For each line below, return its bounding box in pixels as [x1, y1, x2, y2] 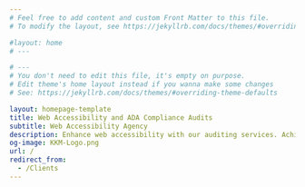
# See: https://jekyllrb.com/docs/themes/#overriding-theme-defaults [9, 88, 279, 97]
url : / [9, 147, 34, 156]
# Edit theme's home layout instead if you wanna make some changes [9, 80, 274, 89]
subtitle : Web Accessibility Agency [9, 122, 148, 131]
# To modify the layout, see [9, 22, 120, 31]
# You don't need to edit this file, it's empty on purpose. [9, 72, 246, 81]
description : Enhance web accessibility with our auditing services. [9, 130, 279, 139]
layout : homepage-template [9, 104, 112, 113]
